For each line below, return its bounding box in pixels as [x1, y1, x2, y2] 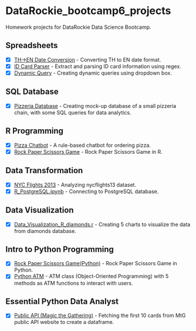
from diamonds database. [13, 227, 77, 234]
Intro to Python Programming [5, 244, 114, 254]
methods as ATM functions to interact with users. [13, 279, 133, 286]
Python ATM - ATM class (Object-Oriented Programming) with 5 [13, 273, 169, 280]
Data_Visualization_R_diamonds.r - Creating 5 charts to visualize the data [13, 221, 191, 228]
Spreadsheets [5, 40, 58, 50]
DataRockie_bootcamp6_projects [5, 4, 171, 18]
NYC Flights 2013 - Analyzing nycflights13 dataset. [13, 181, 136, 188]
